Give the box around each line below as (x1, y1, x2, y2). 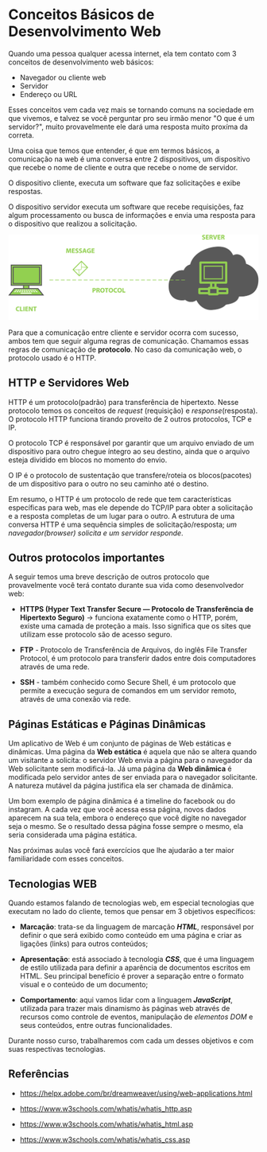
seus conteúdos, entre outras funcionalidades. (19, 1020, 172, 1029)
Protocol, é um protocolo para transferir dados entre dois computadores (19, 654, 257, 664)
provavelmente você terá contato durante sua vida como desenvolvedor (8, 581, 244, 590)
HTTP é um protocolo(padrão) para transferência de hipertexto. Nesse (8, 397, 239, 407)
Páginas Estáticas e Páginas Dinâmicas (8, 718, 207, 731)
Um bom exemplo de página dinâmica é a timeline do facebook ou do (8, 796, 236, 806)
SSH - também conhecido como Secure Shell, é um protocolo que (19, 678, 237, 687)
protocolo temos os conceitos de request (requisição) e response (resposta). (8, 406, 258, 415)
